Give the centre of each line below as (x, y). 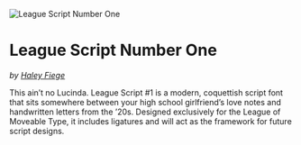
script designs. (37, 131)
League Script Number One (114, 50)
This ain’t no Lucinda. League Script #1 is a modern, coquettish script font (146, 92)
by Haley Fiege (37, 75)
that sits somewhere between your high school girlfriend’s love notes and (146, 102)
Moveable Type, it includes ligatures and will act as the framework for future (151, 121)
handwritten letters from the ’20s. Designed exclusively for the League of (145, 112)
